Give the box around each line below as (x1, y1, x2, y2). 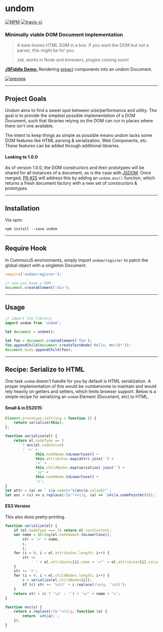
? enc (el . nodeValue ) (22, 442, 64, 447)
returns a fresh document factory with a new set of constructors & (5, 180, 137, 186)
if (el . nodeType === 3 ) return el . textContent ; (14, 528, 112, 533)
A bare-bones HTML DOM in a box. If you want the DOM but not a (16, 42, 149, 48)
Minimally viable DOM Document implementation (5, 31, 123, 38)
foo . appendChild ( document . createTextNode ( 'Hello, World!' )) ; (5, 343, 131, 347)
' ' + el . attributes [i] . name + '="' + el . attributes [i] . (31, 559, 149, 564)
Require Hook (5, 244, 47, 252)
